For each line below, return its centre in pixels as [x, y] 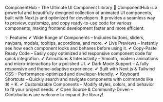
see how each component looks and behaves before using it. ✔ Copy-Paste [81, 48]
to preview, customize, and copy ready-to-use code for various [68, 23]
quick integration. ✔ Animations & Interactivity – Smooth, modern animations [81, 59]
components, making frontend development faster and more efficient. [75, 28]
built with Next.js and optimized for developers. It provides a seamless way [80, 18]
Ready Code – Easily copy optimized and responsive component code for [79, 53]
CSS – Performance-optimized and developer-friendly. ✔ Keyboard [72, 74]
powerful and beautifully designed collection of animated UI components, [79, 13]
